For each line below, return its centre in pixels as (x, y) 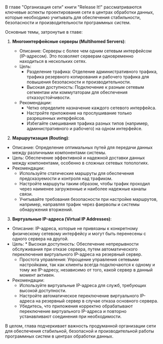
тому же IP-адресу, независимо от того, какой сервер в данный (86, 270)
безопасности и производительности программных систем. (68, 22)
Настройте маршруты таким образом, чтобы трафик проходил (85, 184)
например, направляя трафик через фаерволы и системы (80, 204)
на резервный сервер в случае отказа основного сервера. (97, 301)
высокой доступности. (43, 290)
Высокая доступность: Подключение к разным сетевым (85, 87)
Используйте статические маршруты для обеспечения (77, 173)
